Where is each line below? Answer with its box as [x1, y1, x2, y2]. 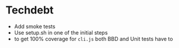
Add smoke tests [14, 23, 56, 30]
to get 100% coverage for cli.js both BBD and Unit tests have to [14, 35, 173, 42]
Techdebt [5, 4, 54, 17]
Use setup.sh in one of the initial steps [14, 29, 108, 36]
